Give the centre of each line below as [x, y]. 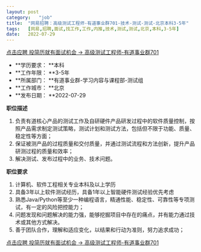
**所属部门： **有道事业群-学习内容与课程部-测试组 [79, 80]
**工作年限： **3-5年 [42, 73]
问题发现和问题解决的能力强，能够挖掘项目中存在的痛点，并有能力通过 [102, 215]
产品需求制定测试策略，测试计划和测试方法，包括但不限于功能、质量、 [107, 129]
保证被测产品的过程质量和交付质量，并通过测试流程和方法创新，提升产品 [105, 144]
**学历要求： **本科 [40, 65]
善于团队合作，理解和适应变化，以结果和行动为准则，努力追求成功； [100, 230]
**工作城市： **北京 [40, 88]
